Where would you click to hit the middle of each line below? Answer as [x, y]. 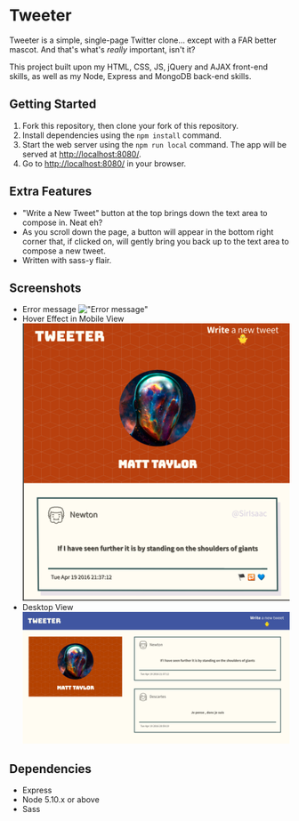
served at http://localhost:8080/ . [81, 154]
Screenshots [45, 288]
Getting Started [53, 105]
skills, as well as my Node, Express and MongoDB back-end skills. [130, 76]
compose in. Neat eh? [62, 222]
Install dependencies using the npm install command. [122, 135]
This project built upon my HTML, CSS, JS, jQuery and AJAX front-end [139, 67]
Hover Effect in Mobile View [73, 319]
